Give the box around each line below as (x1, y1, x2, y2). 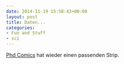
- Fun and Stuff (6, 30, 46, 36)
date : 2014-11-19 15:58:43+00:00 (6, 8, 88, 15)
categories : (6, 24, 35, 31)
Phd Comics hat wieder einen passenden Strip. (6, 52, 119, 58)
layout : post (6, 14, 38, 20)
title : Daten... (6, 19, 46, 25)
